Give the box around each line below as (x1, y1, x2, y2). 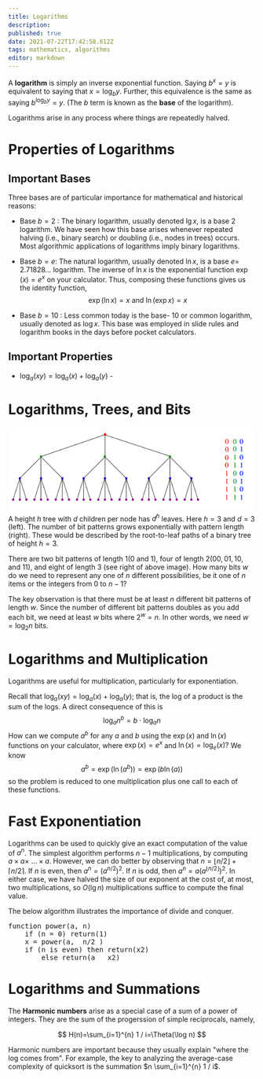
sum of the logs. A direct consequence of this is (8, 702, 163, 711)
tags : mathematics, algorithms (8, 46, 111, 54)
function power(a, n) (8, 922, 92, 931)
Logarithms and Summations (8, 980, 200, 998)
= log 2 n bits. (8, 621, 49, 632)
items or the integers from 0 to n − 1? (8, 579, 127, 589)
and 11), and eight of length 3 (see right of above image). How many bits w (8, 562, 249, 572)
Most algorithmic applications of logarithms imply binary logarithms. (19, 241, 240, 251)
